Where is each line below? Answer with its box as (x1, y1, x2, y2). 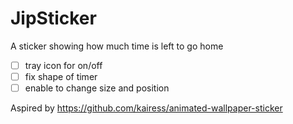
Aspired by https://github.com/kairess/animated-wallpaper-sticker (10, 102, 283, 114)
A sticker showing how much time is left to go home (10, 40, 224, 52)
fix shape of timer (24, 71, 98, 82)
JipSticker (10, 7, 97, 30)
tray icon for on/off (24, 59, 103, 71)
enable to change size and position (24, 82, 170, 94)
